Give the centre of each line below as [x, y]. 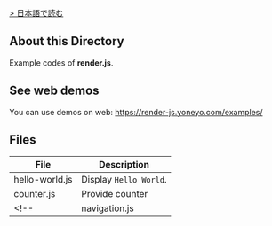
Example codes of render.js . [61, 62]
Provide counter [115, 194]
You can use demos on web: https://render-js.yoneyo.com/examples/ [136, 112]
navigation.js [108, 208]
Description [124, 165]
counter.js [35, 194]
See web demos [54, 91]
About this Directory [67, 41]
